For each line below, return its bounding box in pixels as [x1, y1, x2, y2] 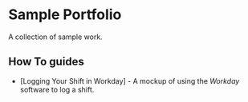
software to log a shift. [19, 84, 95, 94]
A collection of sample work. [8, 32, 103, 41]
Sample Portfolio [8, 6, 122, 24]
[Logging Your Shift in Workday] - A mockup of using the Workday [19, 76, 240, 85]
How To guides [8, 55, 84, 69]
